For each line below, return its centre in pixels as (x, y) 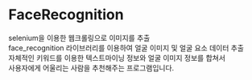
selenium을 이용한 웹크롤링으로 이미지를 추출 (79, 38)
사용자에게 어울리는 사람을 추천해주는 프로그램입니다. (91, 68)
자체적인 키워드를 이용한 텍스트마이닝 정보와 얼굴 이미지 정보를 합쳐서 (117, 58)
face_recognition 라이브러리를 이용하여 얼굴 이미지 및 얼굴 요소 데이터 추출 (126, 48)
